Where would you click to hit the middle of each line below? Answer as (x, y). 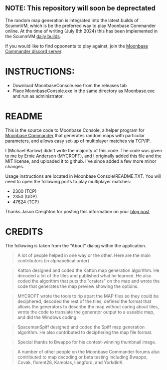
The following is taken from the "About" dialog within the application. (76, 245)
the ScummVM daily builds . (33, 36)
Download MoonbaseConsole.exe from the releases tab (70, 85)
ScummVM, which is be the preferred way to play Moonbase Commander (81, 26)
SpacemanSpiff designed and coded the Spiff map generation (81, 327)
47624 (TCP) (26, 202)
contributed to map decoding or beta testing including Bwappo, (83, 357)
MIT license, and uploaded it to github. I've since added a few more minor (81, 161)
